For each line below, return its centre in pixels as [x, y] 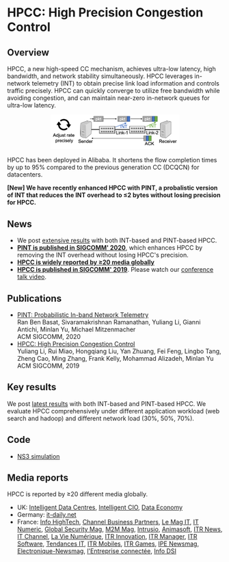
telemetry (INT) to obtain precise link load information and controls [126, 83]
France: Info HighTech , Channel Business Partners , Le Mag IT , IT [108, 522]
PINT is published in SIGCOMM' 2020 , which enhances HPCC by [110, 248]
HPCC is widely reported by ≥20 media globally [86, 262]
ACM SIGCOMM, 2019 [48, 366]
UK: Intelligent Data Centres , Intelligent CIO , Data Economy [100, 507]
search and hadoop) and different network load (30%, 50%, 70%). [101, 418]
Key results [32, 387]
